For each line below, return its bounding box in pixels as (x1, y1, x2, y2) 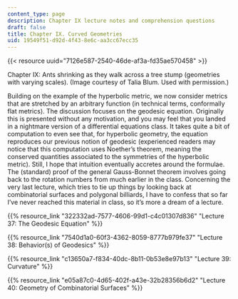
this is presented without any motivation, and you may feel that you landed (7, 115, 226, 123)
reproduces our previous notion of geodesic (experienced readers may (7, 137, 216, 146)
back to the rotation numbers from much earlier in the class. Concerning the (7, 176, 231, 184)
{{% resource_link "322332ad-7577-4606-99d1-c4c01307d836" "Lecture (7, 212, 224, 221)
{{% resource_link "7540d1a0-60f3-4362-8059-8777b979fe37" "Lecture (7, 233, 223, 242)
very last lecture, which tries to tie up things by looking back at (7, 183, 192, 191)
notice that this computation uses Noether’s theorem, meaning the (7, 145, 202, 153)
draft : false (7, 24, 46, 31)
